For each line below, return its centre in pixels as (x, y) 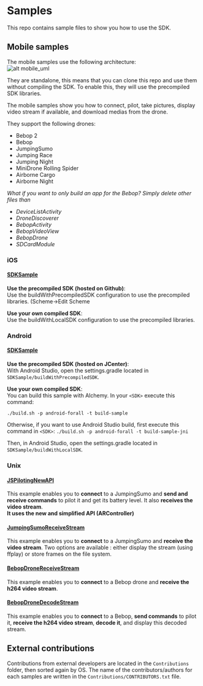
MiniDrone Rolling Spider (47, 168)
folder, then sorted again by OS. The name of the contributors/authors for (100, 669)
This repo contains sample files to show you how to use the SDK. (89, 28)
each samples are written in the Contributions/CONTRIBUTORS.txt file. (94, 676)
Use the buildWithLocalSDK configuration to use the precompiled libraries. (101, 319)
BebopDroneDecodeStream (43, 602)
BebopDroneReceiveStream (43, 568)
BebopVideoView (37, 231)
